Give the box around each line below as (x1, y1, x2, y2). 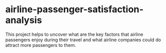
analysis (5, 14, 42, 26)
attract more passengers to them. (5, 42, 76, 48)
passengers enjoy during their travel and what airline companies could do (5, 37, 161, 43)
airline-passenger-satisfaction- (5, 4, 144, 15)
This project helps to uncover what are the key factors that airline (5, 31, 143, 37)
